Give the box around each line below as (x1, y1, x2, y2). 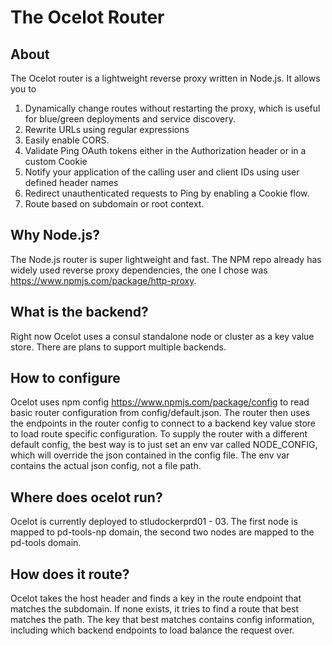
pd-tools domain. (10, 537, 82, 549)
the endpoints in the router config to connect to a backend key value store (10, 417, 316, 430)
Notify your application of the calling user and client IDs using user (24, 166, 300, 178)
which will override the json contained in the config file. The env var (10, 449, 290, 461)
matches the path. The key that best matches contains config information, (10, 614, 315, 626)
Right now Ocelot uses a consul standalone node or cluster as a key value (10, 330, 315, 342)
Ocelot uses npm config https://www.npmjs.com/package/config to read (10, 396, 310, 408)
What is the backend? (10, 304, 149, 321)
